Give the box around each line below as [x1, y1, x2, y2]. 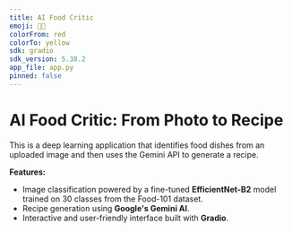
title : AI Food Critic [9, 13, 94, 22]
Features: [9, 167, 47, 177]
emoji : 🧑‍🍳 [9, 21, 47, 30]
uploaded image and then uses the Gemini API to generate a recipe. [9, 149, 260, 159]
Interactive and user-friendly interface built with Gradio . [21, 212, 229, 223]
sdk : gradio [9, 47, 54, 56]
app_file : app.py [9, 64, 74, 73]
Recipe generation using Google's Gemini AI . [21, 202, 190, 213]
